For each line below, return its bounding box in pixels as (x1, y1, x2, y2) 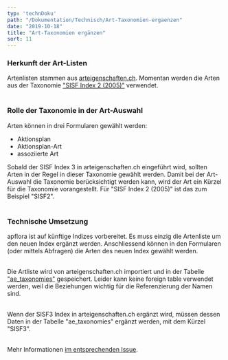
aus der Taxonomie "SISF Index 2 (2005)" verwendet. (7, 81, 159, 89)
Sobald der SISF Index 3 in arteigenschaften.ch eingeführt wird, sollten (7, 162, 208, 171)
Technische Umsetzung (7, 216, 89, 226)
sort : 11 (7, 36, 32, 43)
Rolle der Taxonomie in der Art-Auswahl (7, 106, 143, 116)
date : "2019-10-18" (7, 23, 63, 30)
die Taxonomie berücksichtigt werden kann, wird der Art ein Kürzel (33, 177, 222, 186)
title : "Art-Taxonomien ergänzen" (7, 29, 106, 36)
